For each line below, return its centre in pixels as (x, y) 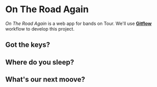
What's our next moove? (45, 80)
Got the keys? (28, 45)
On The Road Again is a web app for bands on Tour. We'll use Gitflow (78, 23)
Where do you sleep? (40, 62)
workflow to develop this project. (40, 28)
